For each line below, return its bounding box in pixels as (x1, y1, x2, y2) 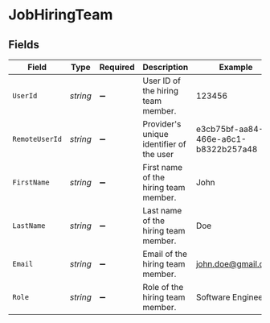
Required (99, 62, 135, 72)
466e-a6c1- (195, 134, 247, 144)
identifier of (142, 139, 186, 150)
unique (142, 129, 169, 139)
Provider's (142, 118, 182, 130)
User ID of (142, 75, 181, 86)
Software (195, 292, 231, 303)
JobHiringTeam (8, 6, 113, 24)
